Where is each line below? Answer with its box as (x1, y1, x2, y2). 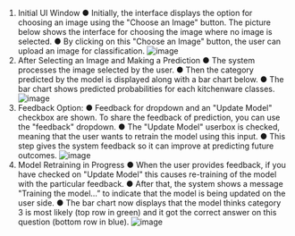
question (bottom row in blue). (17, 216, 130, 227)
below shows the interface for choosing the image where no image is (17, 27, 273, 37)
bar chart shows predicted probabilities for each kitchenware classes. (17, 84, 275, 94)
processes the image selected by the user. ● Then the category (17, 64, 255, 75)
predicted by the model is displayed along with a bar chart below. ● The (17, 74, 284, 84)
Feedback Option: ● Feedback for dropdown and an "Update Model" (17, 103, 273, 113)
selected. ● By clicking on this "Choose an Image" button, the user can (17, 36, 282, 46)
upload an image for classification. (17, 46, 146, 56)
